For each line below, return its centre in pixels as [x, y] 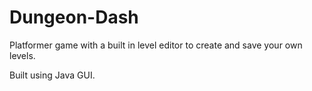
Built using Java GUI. [52, 75]
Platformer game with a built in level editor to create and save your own [156, 45]
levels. [22, 55]
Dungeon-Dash [74, 17]
